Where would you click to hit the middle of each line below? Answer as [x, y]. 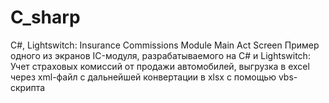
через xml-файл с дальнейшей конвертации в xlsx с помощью [143, 77]
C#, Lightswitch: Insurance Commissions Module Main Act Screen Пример [165, 45]
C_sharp [45, 17]
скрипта [28, 87]
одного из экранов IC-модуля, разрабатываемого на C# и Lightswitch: [160, 55]
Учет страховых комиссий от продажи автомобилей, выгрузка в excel [160, 66]
